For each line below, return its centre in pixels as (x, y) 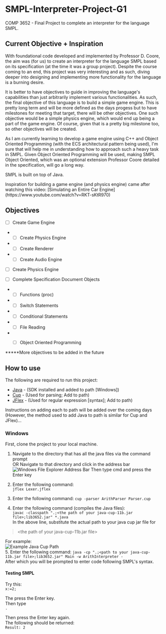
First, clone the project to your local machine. (51, 444)
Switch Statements (39, 305)
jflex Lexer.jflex (31, 489)
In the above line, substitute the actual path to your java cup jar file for (84, 522)
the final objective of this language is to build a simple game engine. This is (82, 102)
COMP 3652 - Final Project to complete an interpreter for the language (78, 23)
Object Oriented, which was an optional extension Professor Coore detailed (82, 160)
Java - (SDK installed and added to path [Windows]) (66, 390)
